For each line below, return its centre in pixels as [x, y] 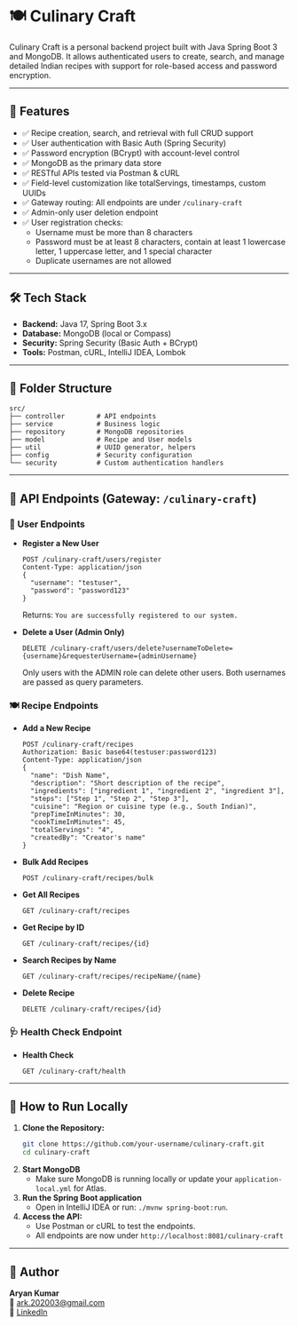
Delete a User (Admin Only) [73, 632]
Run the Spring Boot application [82, 1198]
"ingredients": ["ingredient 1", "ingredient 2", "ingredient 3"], [158, 791]
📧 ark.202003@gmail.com [57, 1303]
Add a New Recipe [56, 728]
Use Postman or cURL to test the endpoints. [115, 1227]
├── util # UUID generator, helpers [103, 448]
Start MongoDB [51, 1170]
